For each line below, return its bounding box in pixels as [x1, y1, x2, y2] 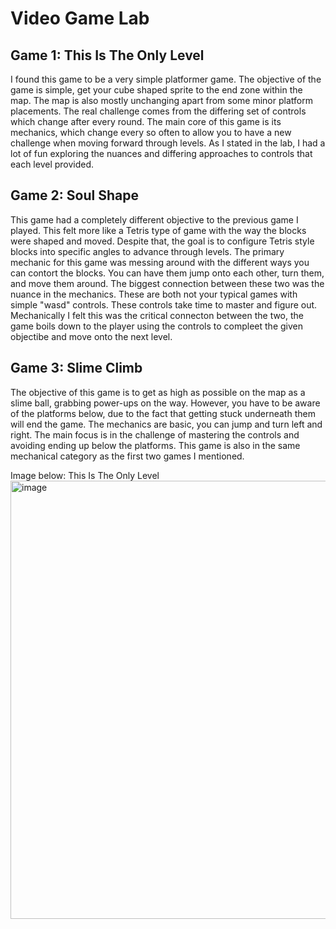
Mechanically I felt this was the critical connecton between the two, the [10, 309, 305, 321]
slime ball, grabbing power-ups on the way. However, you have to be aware [10, 397, 321, 409]
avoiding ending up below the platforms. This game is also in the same [10, 439, 301, 451]
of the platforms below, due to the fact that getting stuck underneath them [10, 407, 316, 419]
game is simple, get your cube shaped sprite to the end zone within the [10, 84, 303, 96]
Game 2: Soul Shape [10, 187, 139, 204]
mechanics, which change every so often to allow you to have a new [10, 127, 292, 138]
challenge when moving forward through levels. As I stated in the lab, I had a [10, 137, 326, 149]
